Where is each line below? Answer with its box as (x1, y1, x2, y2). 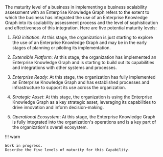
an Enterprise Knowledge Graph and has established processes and (12, 79, 149, 85)
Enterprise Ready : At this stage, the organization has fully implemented (12, 74, 156, 80)
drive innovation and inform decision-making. (12, 105, 104, 110)
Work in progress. (5, 143, 43, 148)
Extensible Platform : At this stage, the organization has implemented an (12, 54, 157, 60)
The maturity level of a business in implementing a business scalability (5, 4, 147, 10)
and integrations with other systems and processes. (12, 65, 117, 70)
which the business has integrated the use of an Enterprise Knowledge (5, 15, 148, 20)
